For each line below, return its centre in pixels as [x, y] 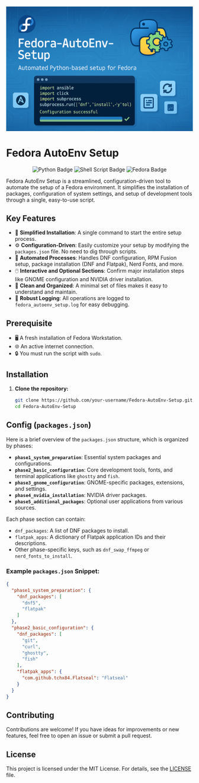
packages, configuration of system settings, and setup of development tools [99, 193]
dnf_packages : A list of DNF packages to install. [72, 530]
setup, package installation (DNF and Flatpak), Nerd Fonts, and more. [99, 264]
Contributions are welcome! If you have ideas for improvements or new [93, 730]
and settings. [31, 488]
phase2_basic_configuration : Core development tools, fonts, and [94, 470]
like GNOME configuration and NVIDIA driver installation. [84, 279]
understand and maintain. [46, 292]
